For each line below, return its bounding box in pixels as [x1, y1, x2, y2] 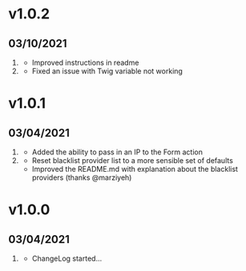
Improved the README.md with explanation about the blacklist [31, 165, 239, 173]
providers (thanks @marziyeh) [31, 173, 132, 182]
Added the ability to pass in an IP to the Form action [31, 147, 203, 157]
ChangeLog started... [31, 253, 103, 263]
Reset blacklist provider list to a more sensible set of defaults [31, 156, 234, 165]
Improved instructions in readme [31, 58, 139, 67]
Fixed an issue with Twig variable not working [31, 66, 183, 76]
